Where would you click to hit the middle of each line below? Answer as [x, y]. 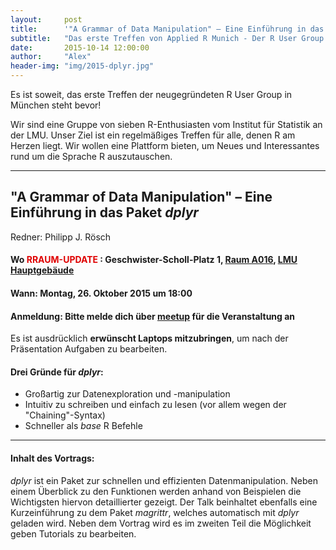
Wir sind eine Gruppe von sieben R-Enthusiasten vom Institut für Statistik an [166, 124]
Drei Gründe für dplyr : [57, 372]
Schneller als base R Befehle [83, 426]
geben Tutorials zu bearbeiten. [73, 533]
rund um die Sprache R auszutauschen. [91, 156]
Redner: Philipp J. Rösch [61, 237]
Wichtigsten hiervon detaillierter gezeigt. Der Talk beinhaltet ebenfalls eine [164, 502]
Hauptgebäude [42, 270]
